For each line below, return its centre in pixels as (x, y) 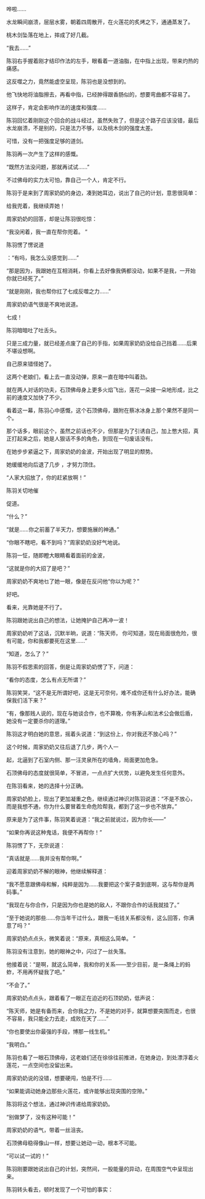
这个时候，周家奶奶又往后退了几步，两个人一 (63, 747)
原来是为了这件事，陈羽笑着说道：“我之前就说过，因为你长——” (86, 819)
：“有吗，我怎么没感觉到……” (43, 258)
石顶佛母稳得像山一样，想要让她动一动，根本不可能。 (73, 1143)
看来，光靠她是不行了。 (36, 607)
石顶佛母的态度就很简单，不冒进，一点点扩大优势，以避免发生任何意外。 (97, 773)
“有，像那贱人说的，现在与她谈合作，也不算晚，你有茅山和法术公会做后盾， (101, 713)
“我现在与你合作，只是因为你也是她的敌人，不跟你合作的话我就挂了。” (93, 905)
